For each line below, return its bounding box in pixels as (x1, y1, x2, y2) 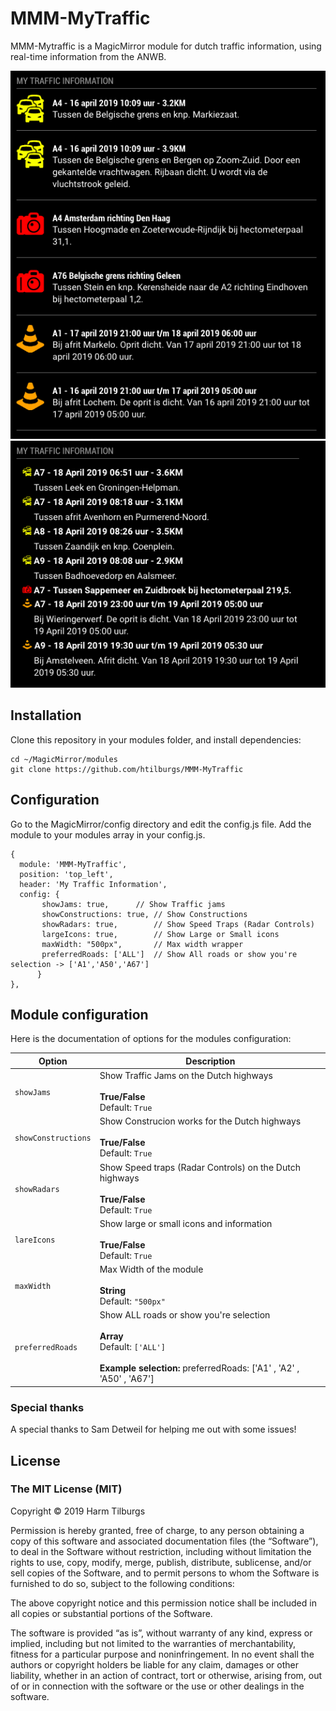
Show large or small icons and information (99, 1217, 273, 1229)
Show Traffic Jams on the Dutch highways (99, 1070, 273, 1082)
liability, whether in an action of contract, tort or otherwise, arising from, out (10, 1669, 323, 1681)
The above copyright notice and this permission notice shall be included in (10, 1597, 317, 1609)
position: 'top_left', (19, 869, 114, 879)
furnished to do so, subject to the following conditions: (10, 1577, 235, 1589)
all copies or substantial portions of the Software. (10, 1607, 213, 1619)
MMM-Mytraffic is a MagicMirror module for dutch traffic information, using (10, 40, 322, 52)
